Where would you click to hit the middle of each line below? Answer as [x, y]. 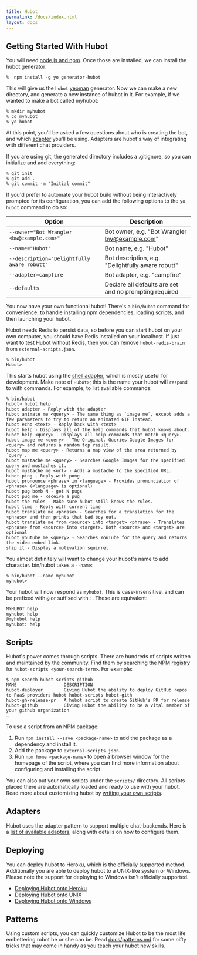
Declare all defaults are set [142, 284]
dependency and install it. [46, 744]
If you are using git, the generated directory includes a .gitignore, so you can [98, 157]
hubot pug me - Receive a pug [43, 497]
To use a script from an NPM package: [52, 727]
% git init [19, 174]
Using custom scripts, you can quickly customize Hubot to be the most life [96, 933]
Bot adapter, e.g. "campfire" [143, 275]
